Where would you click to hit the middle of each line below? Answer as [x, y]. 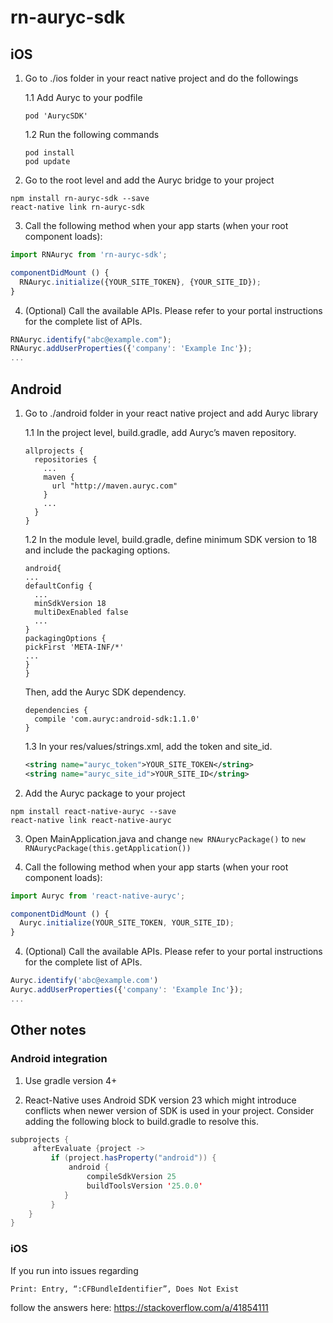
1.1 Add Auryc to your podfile [83, 97]
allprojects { [54, 451]
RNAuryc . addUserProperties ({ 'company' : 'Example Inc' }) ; [131, 349]
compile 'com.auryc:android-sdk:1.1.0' [117, 719]
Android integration [59, 1059]
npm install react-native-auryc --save [93, 811]
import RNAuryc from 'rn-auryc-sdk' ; [89, 255]
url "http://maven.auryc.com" [114, 486]
